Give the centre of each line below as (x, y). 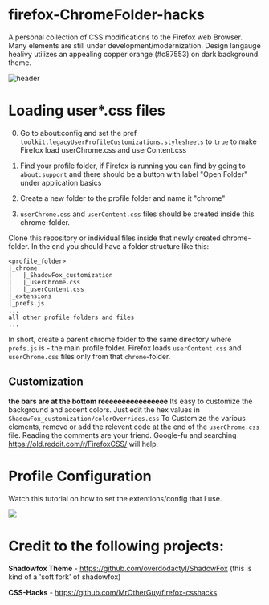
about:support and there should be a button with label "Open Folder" (133, 174)
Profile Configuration (80, 476)
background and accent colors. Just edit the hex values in (104, 409)
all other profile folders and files (71, 317)
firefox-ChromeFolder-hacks (106, 15)
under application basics (61, 182)
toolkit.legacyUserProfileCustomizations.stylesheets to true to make (138, 141)
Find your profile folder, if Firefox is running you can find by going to (133, 166)
